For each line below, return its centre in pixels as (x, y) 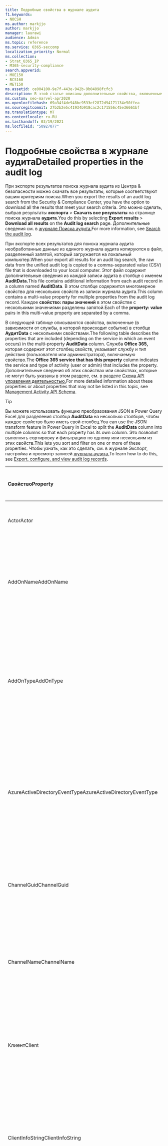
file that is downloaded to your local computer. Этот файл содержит (75, 270)
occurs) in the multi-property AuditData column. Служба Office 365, (77, 344)
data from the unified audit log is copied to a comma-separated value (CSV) (83, 265)
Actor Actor (20, 520)
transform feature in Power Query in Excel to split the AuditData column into (84, 427)
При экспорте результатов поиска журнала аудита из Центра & (73, 186)
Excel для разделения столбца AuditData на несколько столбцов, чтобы (82, 417)
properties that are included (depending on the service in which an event (80, 339)
